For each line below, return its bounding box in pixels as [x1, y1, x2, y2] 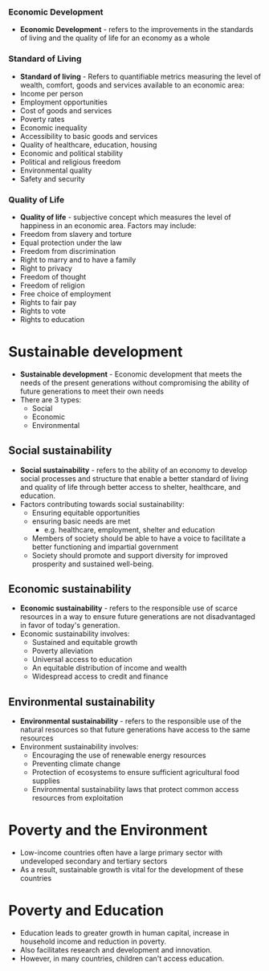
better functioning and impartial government [31, 541, 179, 552]
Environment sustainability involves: [19, 742, 139, 752]
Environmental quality [19, 165, 92, 175]
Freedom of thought [19, 271, 87, 281]
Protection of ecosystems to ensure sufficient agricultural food [31, 768, 239, 777]
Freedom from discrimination [19, 246, 116, 255]
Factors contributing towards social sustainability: [19, 499, 185, 508]
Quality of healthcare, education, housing [19, 140, 157, 149]
